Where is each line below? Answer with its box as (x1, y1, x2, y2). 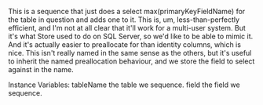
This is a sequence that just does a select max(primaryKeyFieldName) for (8, 7, 246, 16)
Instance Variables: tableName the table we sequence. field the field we (8, 80, 241, 89)
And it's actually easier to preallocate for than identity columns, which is (8, 40, 242, 49)
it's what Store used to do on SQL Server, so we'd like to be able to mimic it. (8, 31, 254, 41)
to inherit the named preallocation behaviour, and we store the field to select (8, 56, 255, 66)
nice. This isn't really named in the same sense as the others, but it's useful (8, 49, 252, 57)
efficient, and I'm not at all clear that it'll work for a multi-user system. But (8, 24, 246, 32)
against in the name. (8, 65, 75, 74)
